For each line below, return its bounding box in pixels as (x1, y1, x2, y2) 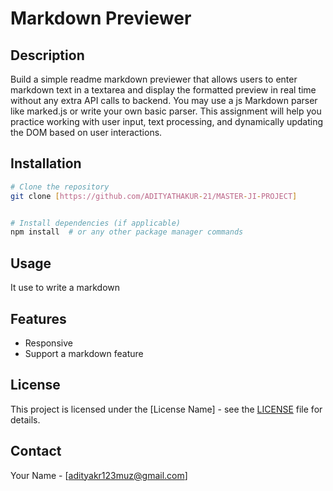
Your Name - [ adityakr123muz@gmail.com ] (10, 469, 188, 481)
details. (10, 413, 41, 426)
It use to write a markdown (10, 282, 121, 294)
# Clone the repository (10, 182, 110, 192)
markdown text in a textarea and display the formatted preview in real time (10, 84, 317, 96)
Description (10, 47, 85, 64)
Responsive (24, 337, 73, 349)
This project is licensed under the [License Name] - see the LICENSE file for (10, 403, 323, 415)
